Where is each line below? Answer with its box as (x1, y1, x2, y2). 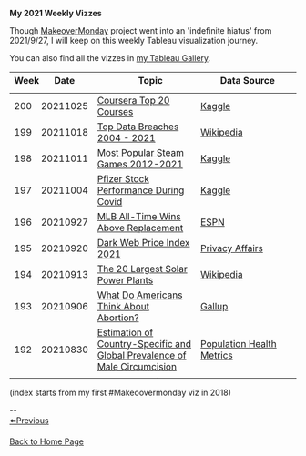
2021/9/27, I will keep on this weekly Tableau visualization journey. (9, 35, 259, 46)
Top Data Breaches (97, 120, 179, 133)
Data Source (219, 75, 275, 86)
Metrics (199, 350, 234, 361)
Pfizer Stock (97, 173, 150, 185)
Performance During (97, 184, 185, 197)
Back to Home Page (9, 436, 85, 447)
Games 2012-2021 (97, 158, 184, 170)
